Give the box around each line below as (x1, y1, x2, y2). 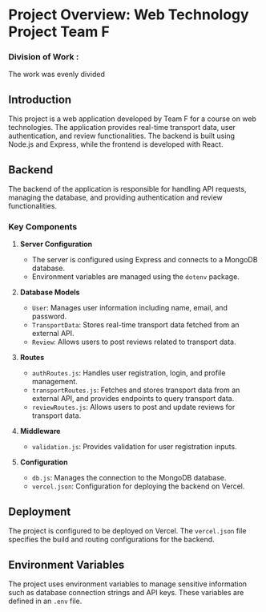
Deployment (8, 505, 71, 518)
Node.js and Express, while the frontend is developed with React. (8, 140, 224, 149)
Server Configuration (19, 239, 93, 249)
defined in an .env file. (8, 596, 83, 606)
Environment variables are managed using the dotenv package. (31, 272, 240, 282)
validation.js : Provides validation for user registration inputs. (31, 442, 238, 452)
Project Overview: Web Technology (8, 6, 250, 24)
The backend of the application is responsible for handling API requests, (8, 184, 247, 194)
